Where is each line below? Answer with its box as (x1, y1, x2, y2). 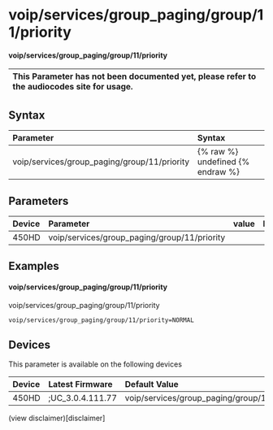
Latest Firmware (48, 379, 113, 390)
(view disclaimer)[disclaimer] (8, 413, 106, 423)
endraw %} (197, 167, 240, 178)
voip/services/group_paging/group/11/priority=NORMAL (8, 315, 195, 324)
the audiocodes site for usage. (12, 81, 133, 93)
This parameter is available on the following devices (8, 359, 183, 369)
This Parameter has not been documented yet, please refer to (12, 71, 257, 82)
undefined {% (197, 156, 250, 167)
